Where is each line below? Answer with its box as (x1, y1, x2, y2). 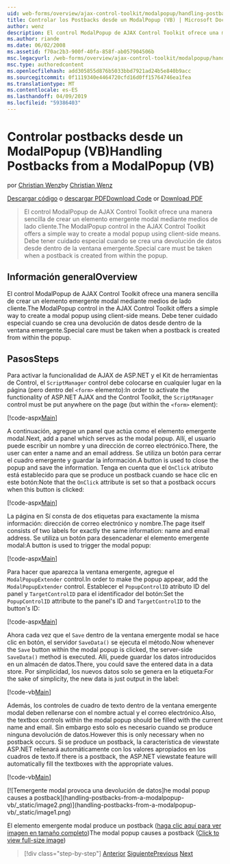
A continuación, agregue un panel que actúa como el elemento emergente (7, 427, 217, 435)
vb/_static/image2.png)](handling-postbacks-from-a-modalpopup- (7, 801, 196, 809)
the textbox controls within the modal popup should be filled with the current (7, 716, 223, 725)
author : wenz (7, 23, 44, 30)
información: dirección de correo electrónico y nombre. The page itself (7, 519, 205, 527)
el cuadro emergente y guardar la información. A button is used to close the (7, 456, 219, 464)
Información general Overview (7, 271, 138, 283)
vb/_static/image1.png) (7, 808, 71, 817)
